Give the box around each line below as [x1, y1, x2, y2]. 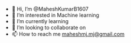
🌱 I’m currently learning [11, 18, 69, 24]
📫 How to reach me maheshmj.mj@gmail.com [11, 31, 125, 37]
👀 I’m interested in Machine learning [11, 12, 99, 19]
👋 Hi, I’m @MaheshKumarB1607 [11, 6, 89, 12]
